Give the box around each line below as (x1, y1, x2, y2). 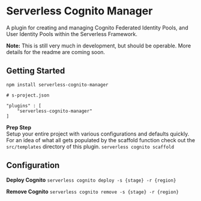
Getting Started (6, 66, 65, 76)
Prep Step (6, 124, 32, 131)
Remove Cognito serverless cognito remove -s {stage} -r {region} (6, 188, 179, 195)
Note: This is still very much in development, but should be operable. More (6, 42, 191, 49)
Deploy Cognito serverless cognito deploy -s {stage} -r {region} (6, 176, 176, 184)
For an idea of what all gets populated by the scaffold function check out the (6, 136, 196, 143)
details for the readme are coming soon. (6, 48, 106, 55)
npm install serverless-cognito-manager (6, 82, 109, 88)
